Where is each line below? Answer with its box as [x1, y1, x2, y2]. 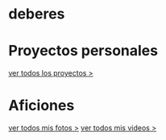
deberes [8, 5, 65, 23]
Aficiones [8, 97, 75, 115]
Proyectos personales [8, 42, 159, 60]
